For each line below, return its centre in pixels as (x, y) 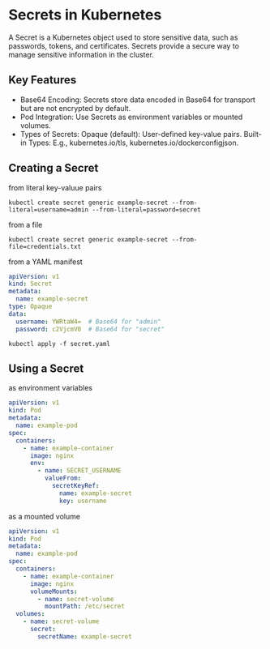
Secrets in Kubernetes (85, 15)
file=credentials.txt (45, 246)
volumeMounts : (54, 591)
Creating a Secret (54, 168)
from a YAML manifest (45, 262)
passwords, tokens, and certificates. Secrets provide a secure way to (124, 45)
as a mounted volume (45, 516)
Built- (253, 134)
